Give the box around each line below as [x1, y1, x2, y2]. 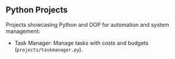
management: [5, 27, 41, 35]
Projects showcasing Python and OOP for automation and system [5, 21, 170, 28]
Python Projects [5, 5, 68, 15]
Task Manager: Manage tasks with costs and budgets [14, 39, 149, 46]
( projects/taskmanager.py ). [14, 46, 83, 53]
